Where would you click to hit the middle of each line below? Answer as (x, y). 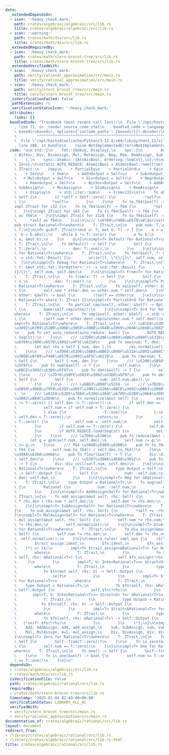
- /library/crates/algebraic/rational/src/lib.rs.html (64, 740)
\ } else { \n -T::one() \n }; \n (89, 412)
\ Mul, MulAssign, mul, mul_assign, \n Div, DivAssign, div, (85, 632)
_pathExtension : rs (30, 104)
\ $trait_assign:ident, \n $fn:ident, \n (72, 543)
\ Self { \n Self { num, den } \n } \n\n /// (74, 361)
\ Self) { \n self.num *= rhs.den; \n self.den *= (82, 534)
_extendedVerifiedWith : (34, 66)
